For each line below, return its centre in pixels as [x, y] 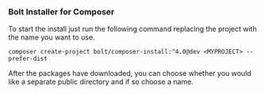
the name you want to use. [52, 37]
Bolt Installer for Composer [61, 12]
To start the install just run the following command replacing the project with [132, 29]
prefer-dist [28, 59]
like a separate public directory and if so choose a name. [101, 82]
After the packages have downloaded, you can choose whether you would [130, 73]
